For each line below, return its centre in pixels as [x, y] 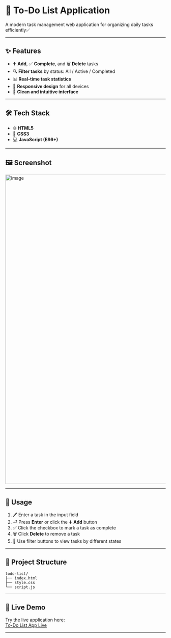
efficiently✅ [18, 30]
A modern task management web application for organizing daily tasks [79, 24]
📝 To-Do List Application [58, 10]
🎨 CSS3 [21, 134]
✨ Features [23, 51]
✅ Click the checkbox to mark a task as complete [64, 528]
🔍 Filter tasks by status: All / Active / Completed [64, 71]
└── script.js [20, 587]
